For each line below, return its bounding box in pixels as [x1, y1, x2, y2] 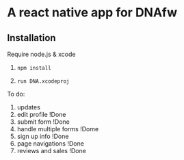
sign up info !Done [16, 132, 69, 140]
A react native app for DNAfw [7, 5, 178, 21]
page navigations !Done [16, 139, 84, 148]
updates [16, 103, 41, 111]
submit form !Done [16, 118, 70, 126]
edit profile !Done [16, 111, 66, 118]
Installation [7, 32, 56, 44]
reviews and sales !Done [16, 147, 87, 155]
